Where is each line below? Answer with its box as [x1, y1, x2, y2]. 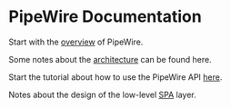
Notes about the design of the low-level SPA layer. [8, 89, 196, 100]
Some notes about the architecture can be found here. [8, 54, 212, 64]
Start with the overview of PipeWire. [8, 36, 144, 47]
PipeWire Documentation [8, 6, 202, 27]
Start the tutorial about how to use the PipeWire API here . [8, 71, 223, 83]
